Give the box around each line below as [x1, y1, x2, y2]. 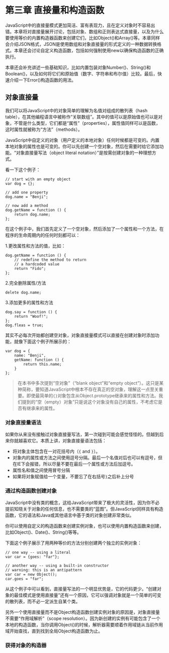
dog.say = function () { [5, 309, 57, 315]
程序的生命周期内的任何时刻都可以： [5, 232, 80, 238]
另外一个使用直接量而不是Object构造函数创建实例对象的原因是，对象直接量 [5, 609, 160, 615]
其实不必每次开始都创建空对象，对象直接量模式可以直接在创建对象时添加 [5, 332, 155, 338]
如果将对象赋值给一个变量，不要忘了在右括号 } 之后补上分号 [12, 474, 134, 480]
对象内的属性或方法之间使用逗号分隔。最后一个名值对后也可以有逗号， [12, 455, 158, 461]
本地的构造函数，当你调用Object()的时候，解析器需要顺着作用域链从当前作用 [5, 622, 163, 628]
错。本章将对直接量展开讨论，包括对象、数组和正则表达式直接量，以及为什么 [5, 28, 164, 34]
